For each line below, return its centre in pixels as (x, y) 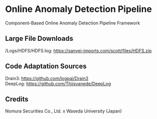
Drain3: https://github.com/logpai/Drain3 (47, 78)
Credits (17, 99)
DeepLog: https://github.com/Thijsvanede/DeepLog (58, 84)
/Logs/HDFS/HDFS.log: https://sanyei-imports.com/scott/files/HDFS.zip (78, 50)
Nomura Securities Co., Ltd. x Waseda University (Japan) (64, 111)
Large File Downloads (39, 39)
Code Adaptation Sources (46, 66)
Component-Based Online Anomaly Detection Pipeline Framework (73, 23)
